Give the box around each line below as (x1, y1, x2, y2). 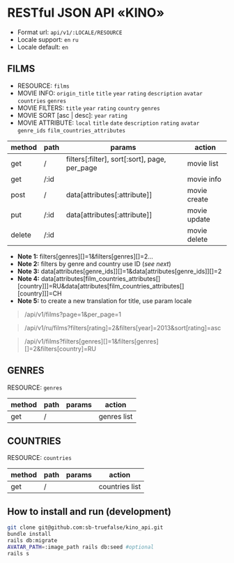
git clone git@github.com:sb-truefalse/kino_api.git (7, 524, 164, 531)
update (187, 214, 210, 224)
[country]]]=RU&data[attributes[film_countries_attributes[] (17, 281, 185, 290)
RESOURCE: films (17, 82, 70, 90)
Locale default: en (17, 43, 68, 51)
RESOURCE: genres (7, 383, 63, 392)
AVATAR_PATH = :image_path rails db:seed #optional (7, 543, 155, 550)
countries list (98, 482, 141, 492)
